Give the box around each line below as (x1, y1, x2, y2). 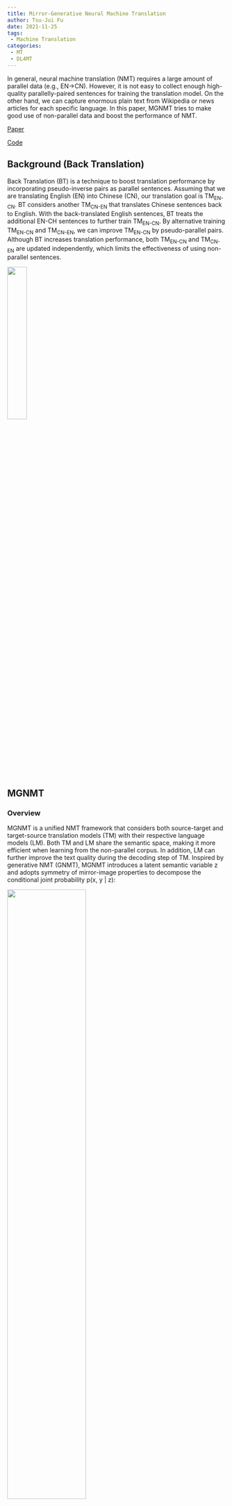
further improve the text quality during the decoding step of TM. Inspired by (7, 854, 224, 862)
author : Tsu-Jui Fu (7, 17, 64, 24)
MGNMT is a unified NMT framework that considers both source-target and (7, 824, 224, 832)
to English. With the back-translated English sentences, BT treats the (7, 210, 204, 218)
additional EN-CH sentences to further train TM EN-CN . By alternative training (7, 217, 226, 226)
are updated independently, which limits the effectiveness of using (15, 244, 206, 252)
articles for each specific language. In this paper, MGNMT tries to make (7, 104, 212, 112)
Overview (7, 808, 41, 818)
